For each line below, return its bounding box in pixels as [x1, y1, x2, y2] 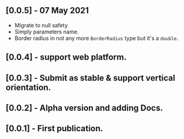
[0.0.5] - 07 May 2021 [5, 5, 89, 16]
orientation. [5, 82, 52, 92]
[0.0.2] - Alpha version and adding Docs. [5, 103, 163, 113]
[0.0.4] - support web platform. [5, 52, 127, 63]
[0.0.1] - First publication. [5, 123, 104, 134]
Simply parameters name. [14, 28, 80, 35]
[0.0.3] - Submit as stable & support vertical [5, 73, 175, 83]
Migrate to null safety [14, 21, 68, 29]
